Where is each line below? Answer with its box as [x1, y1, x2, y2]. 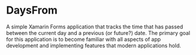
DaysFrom [6, 4, 58, 17]
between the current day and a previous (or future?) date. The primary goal [6, 29, 191, 36]
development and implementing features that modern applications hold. [6, 42, 181, 49]
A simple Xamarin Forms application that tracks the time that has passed [6, 23, 184, 30]
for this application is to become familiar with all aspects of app [6, 35, 162, 43]
